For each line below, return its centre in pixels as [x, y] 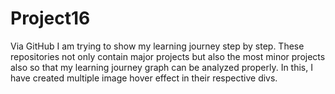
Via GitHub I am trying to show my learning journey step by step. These [157, 46]
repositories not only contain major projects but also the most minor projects [168, 56]
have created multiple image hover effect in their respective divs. [144, 78]
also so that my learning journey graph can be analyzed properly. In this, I [161, 67]
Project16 [50, 18]
